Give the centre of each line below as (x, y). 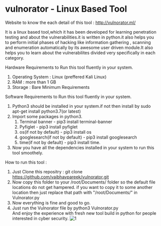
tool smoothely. (28, 153)
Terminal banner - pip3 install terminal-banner (66, 122)
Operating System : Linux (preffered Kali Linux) (59, 77)
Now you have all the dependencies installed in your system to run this (83, 147)
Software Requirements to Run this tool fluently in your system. (68, 97)
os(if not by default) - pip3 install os (55, 132)
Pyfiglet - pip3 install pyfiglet (49, 127)
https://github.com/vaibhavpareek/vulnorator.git (60, 177)
